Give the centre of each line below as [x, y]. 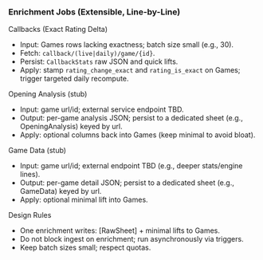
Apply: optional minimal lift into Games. [84, 200]
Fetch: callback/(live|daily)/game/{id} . [87, 53]
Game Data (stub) [37, 151]
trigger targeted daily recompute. [74, 79]
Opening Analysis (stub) [48, 94]
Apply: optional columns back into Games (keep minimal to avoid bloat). [137, 135]
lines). [30, 175]
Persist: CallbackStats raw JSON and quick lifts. [99, 61]
